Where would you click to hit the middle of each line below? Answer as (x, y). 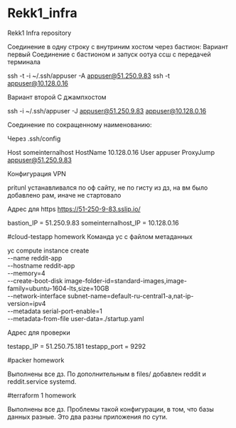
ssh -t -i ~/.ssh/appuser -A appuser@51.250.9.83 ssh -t (89, 76)
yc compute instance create (48, 250)
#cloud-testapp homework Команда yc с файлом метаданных (100, 236)
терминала (24, 61)
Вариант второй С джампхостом (57, 97)
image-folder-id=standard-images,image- (125, 280)
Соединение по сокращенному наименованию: (80, 124)
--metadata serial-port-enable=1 (55, 311)
